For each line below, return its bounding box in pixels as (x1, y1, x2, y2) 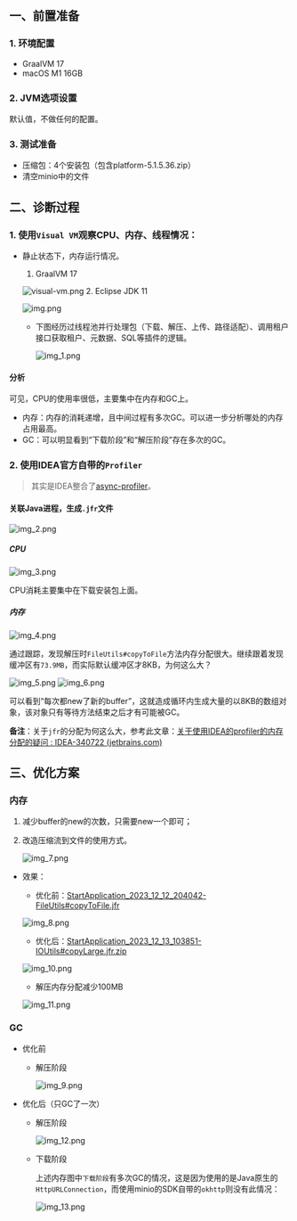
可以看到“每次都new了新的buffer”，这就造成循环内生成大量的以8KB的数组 (9, 695, 280, 706)
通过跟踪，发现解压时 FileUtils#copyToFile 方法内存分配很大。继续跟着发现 (9, 648, 285, 659)
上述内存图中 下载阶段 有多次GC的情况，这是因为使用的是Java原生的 (35, 1172, 278, 1183)
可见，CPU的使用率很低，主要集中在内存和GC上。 (9, 393, 194, 404)
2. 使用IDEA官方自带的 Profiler (9, 459, 143, 471)
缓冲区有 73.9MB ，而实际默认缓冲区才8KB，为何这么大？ (9, 659, 213, 670)
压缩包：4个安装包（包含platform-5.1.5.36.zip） (21, 160, 196, 171)
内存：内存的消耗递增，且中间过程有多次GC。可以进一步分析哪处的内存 (21, 413, 284, 423)
